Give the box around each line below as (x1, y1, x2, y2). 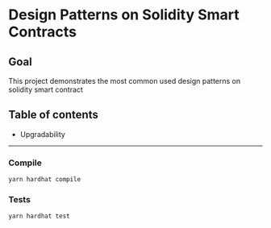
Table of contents (8, 108, 98, 122)
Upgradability (19, 129, 66, 139)
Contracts (8, 23, 77, 41)
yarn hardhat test (8, 212, 70, 221)
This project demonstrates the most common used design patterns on (8, 77, 241, 85)
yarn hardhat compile (8, 176, 81, 184)
